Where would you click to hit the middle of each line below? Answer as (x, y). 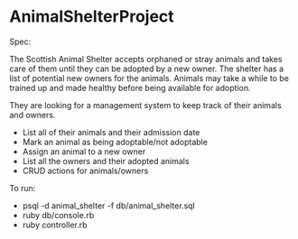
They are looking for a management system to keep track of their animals (145, 105)
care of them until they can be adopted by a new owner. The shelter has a (147, 69)
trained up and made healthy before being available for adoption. (130, 87)
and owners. (33, 115)
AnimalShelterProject (92, 17)
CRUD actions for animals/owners (85, 170)
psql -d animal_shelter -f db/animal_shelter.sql (109, 206)
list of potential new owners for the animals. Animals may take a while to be (149, 78)
